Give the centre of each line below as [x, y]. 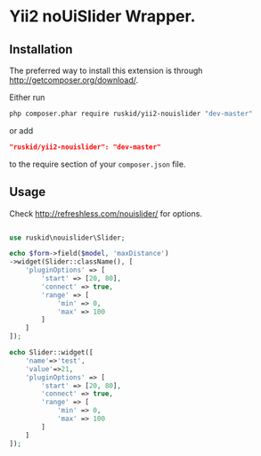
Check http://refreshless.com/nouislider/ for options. [106, 213]
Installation [41, 49]
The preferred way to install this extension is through [106, 70]
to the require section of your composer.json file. [98, 164]
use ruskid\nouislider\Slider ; [67, 238]
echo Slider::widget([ [51, 353]
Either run [27, 97]
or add [21, 130]
